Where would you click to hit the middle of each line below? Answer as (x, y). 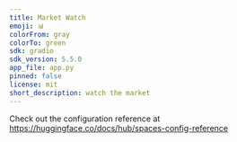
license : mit (34, 84)
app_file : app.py (42, 68)
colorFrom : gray (39, 34)
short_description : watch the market (80, 93)
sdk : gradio (31, 51)
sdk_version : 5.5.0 (46, 59)
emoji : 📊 (27, 26)
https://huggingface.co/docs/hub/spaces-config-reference (119, 128)
